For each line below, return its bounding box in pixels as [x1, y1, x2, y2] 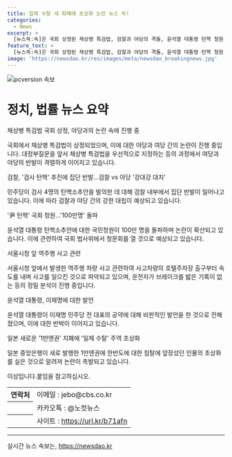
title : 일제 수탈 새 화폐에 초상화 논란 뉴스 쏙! [7, 10, 130, 17]
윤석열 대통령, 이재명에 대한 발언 [7, 296, 95, 304]
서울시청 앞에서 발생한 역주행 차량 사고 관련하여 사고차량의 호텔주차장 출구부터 [7, 264, 217, 272]
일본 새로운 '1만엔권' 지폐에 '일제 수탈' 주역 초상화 [7, 334, 140, 342]
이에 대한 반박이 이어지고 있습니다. [27, 319, 119, 328]
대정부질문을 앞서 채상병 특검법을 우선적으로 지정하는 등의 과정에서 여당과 [21, 150, 220, 158]
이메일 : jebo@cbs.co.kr [37, 389, 113, 399]
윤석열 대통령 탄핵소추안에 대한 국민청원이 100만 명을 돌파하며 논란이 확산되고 [7, 226, 216, 234]
